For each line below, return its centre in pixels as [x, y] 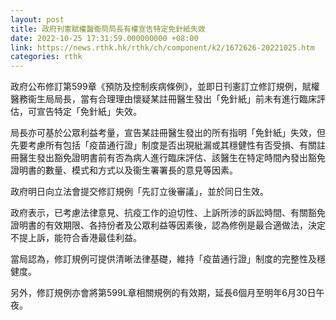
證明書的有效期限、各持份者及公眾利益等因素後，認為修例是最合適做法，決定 [168, 225]
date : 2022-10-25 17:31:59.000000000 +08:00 [104, 38]
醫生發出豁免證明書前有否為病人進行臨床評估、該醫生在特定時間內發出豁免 [172, 158]
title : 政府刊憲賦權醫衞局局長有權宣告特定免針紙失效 [108, 29]
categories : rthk [46, 57]
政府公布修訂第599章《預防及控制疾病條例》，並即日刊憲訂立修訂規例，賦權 [165, 87]
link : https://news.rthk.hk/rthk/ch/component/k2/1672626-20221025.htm [162, 47]
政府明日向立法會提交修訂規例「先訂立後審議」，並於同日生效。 [139, 192]
